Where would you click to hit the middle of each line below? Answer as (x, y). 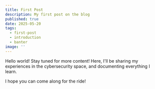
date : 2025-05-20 (23, 24)
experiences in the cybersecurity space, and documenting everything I (77, 66)
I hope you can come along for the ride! (45, 81)
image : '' (15, 47)
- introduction (25, 38)
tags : (11, 28)
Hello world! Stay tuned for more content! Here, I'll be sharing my (72, 61)
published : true (22, 19)
